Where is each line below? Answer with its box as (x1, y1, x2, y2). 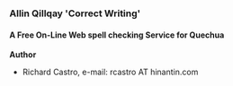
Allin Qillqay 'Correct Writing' (9, 7, 141, 20)
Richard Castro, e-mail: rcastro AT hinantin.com (22, 66, 199, 78)
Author (9, 49, 37, 60)
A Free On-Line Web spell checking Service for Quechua (9, 30, 225, 40)
